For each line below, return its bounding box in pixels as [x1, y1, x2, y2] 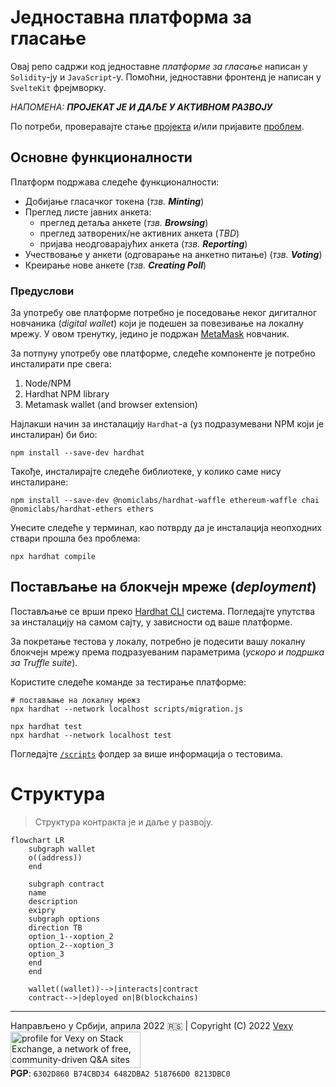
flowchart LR [10, 835, 65, 845]
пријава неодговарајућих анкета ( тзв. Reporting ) [39, 237, 248, 250]
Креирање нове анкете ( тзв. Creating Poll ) [24, 259, 207, 271]
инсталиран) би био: [10, 429, 98, 441]
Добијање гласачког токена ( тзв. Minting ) [24, 195, 205, 207]
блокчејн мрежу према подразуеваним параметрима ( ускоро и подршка [10, 646, 325, 658]
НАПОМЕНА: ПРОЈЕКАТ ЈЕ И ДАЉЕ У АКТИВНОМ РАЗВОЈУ [10, 101, 273, 113]
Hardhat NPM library [24, 388, 110, 400]
